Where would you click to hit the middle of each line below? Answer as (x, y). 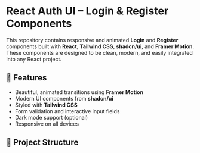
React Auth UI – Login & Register (87, 11)
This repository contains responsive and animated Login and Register (92, 40)
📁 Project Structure (42, 143)
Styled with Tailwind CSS (46, 105)
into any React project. (34, 59)
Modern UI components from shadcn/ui (64, 98)
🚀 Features (27, 78)
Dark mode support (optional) (51, 117)
